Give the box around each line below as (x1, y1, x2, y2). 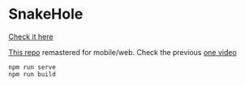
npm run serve (8, 62, 57, 71)
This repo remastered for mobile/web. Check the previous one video (8, 47, 237, 57)
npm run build (8, 70, 57, 78)
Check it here (8, 32, 54, 41)
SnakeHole (8, 5, 84, 24)
